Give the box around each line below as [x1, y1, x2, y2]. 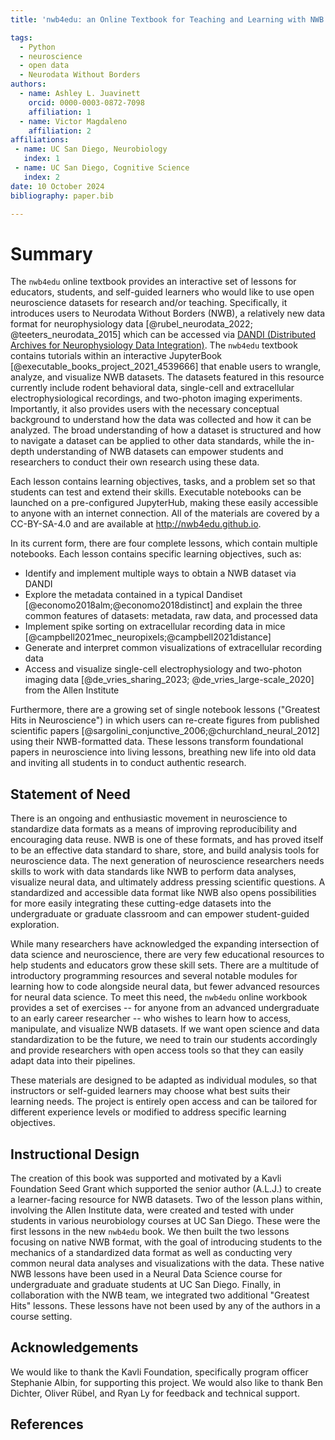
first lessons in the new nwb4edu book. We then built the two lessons [10, 1225, 290, 1237]
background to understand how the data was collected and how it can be [10, 414, 312, 426]
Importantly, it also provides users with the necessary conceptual [10, 403, 280, 415]
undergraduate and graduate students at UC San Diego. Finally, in [10, 1278, 282, 1290]
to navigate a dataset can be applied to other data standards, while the [10, 435, 302, 447]
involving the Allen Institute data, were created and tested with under [10, 1204, 295, 1216]
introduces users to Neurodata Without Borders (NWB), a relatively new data [10, 307, 326, 320]
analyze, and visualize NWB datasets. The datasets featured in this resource [10, 371, 325, 383]
